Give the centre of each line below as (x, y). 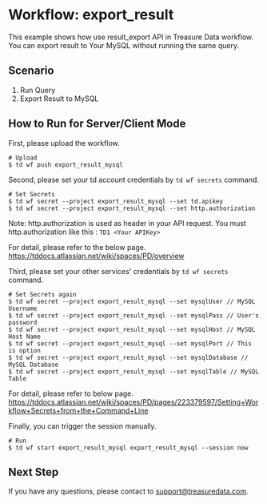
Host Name (25, 337)
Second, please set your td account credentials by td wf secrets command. (134, 179)
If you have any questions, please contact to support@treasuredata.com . (129, 491)
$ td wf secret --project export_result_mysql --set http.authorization (132, 208)
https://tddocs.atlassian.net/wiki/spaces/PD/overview (97, 256)
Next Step (34, 472)
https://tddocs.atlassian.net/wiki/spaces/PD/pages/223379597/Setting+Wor (133, 401)
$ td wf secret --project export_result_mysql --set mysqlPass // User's (134, 315)
